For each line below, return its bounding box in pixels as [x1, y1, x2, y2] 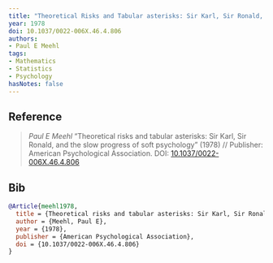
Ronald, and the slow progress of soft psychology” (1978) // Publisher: [28, 140, 263, 150]
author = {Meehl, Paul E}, [15, 217, 107, 226]
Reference [8, 110, 63, 123]
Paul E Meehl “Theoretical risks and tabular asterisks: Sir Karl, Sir [28, 131, 247, 141]
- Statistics [8, 65, 53, 73]
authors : [8, 34, 38, 43]
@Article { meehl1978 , [8, 202, 79, 211]
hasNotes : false [8, 80, 63, 88]
